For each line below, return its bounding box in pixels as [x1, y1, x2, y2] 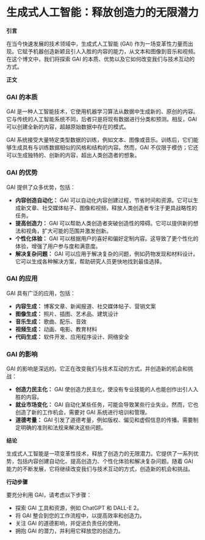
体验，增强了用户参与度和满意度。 [15, 242, 101, 250]
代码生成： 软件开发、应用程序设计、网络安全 [15, 333, 129, 340]
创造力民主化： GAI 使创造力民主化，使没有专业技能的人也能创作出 [15, 386, 183, 393]
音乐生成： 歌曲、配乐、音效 [15, 318, 87, 325]
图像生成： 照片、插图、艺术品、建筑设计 [15, 310, 119, 317]
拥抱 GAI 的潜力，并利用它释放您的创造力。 [15, 527, 124, 534]
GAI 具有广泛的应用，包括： [6, 289, 76, 297]
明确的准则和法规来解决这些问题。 [20, 424, 107, 432]
